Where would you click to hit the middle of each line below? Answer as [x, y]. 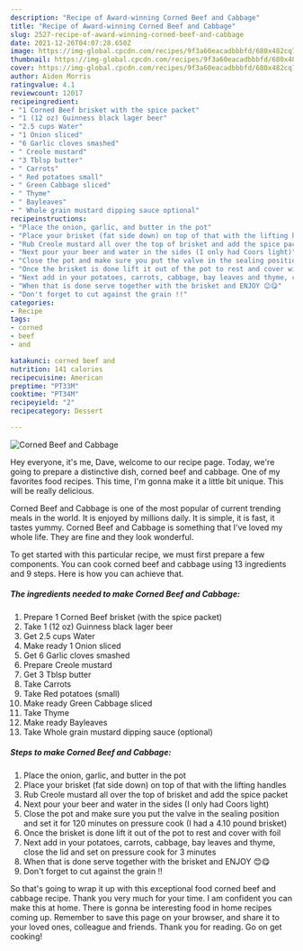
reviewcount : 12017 [47, 93]
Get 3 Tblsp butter [57, 674]
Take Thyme [46, 712]
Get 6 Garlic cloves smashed [76, 655]
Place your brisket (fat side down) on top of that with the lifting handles [155, 784]
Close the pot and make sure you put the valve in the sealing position [151, 813]
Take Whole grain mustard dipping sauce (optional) [118, 732]
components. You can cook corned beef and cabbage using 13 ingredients [148, 563]
